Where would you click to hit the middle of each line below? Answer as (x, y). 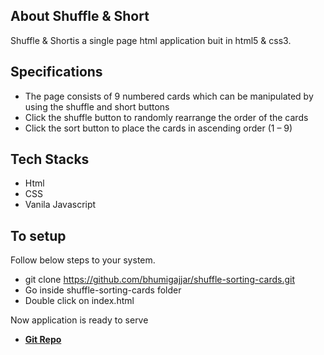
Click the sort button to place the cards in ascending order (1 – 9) (158, 128)
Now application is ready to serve (79, 320)
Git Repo (43, 340)
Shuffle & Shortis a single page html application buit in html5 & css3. (151, 40)
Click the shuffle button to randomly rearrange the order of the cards (166, 117)
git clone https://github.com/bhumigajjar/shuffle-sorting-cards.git (159, 280)
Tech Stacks (50, 159)
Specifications (56, 72)
